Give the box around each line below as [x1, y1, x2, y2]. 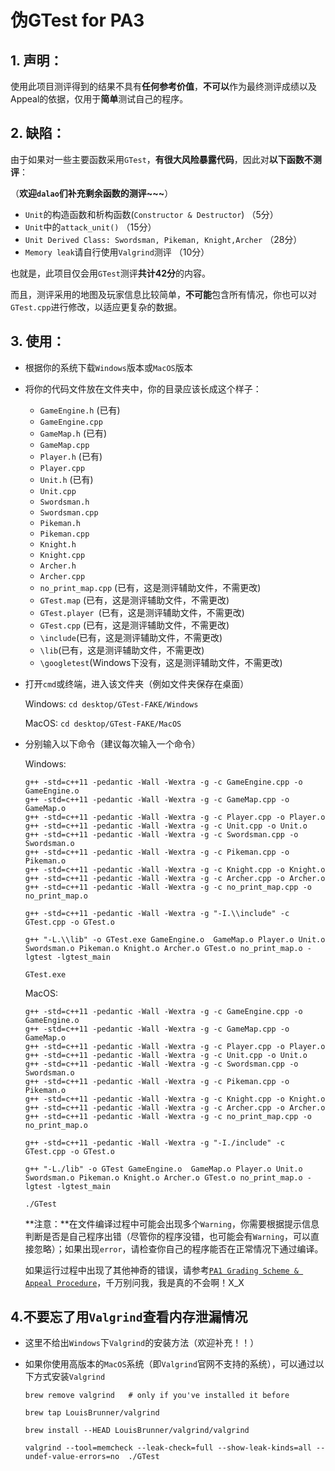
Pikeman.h [39, 518, 82, 528]
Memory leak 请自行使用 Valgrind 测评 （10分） [24, 246, 210, 258]
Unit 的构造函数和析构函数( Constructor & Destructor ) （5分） [24, 208, 279, 220]
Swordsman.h [39, 497, 90, 507]
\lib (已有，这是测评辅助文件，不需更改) [39, 644, 205, 656]
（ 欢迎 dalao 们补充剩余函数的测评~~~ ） [10, 187, 174, 199]
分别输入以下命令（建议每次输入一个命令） [24, 737, 201, 750]
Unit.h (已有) [39, 473, 94, 485]
